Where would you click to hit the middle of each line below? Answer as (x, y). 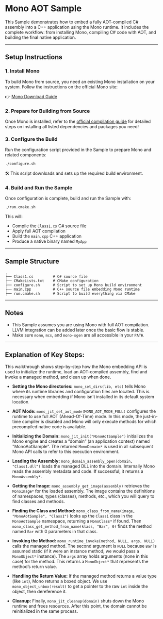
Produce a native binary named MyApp (49, 241)
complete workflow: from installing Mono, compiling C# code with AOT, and (81, 32)
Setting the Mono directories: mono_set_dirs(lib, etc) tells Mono (79, 386)
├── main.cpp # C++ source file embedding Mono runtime (72, 289)
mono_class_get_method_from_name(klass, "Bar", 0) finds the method (82, 526)
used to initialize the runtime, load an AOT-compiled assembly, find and (76, 371)
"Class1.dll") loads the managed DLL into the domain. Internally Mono (83, 466)
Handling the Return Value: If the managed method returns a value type (84, 576)
